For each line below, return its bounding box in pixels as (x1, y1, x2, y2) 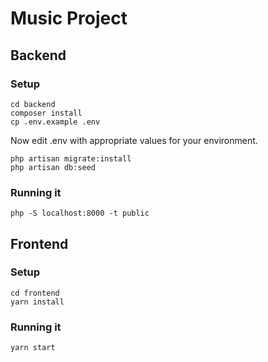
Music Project (10, 7, 128, 30)
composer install (10, 108, 83, 118)
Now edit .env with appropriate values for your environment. (10, 134, 258, 146)
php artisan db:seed (10, 162, 97, 172)
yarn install (10, 297, 65, 307)
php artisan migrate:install (10, 153, 132, 164)
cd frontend (10, 288, 60, 298)
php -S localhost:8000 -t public (10, 208, 150, 219)
